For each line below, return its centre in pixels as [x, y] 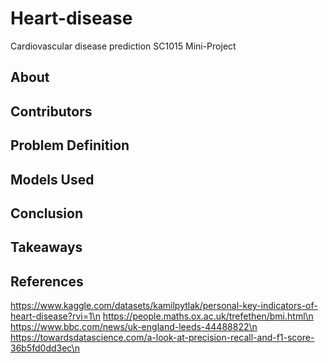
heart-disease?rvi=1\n [55, 316]
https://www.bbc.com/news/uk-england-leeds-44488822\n [134, 327]
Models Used [52, 179]
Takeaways [46, 247]
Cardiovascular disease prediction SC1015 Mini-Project [123, 46]
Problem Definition [70, 145]
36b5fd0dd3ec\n [45, 348]
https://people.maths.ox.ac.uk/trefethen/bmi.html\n [208, 316]
